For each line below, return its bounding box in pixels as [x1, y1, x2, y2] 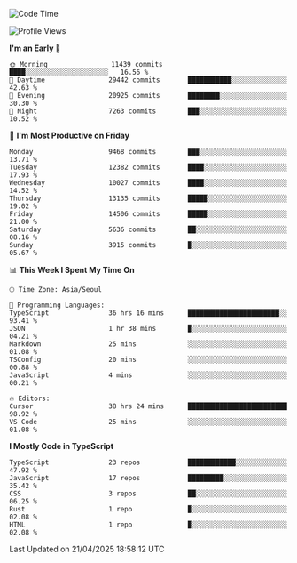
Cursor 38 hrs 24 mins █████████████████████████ [9, 402, 288, 411]
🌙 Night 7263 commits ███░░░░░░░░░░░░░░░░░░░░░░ [9, 107, 288, 116]
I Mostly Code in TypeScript [9, 441, 113, 451]
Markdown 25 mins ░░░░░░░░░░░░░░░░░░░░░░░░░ [9, 340, 288, 349]
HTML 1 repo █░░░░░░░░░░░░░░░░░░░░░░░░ [9, 520, 288, 529]
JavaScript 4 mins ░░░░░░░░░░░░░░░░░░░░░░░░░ [9, 371, 288, 380]
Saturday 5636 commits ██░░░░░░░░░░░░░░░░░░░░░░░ [9, 225, 288, 234]
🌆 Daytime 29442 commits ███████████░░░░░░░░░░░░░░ [9, 76, 288, 84]
